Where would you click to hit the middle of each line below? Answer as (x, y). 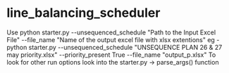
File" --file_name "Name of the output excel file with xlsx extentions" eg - (113, 39)
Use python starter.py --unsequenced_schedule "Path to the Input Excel (111, 32)
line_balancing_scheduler (83, 13)
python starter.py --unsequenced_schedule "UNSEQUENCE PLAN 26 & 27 (114, 47)
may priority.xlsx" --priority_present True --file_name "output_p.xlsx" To (111, 55)
